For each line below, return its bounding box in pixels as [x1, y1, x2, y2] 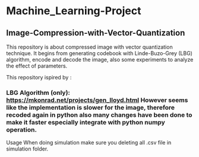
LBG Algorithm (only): [6, 88, 70, 97]
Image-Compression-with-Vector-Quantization [6, 28, 185, 38]
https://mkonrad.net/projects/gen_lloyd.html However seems [6, 96, 188, 104]
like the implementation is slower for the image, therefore [6, 103, 175, 111]
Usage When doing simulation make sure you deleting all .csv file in [6, 139, 172, 146]
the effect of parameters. [6, 62, 68, 69]
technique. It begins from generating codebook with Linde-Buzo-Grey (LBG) [6, 50, 193, 57]
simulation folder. [6, 145, 49, 152]
